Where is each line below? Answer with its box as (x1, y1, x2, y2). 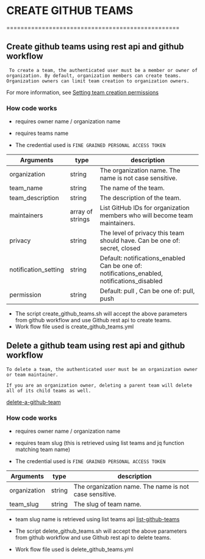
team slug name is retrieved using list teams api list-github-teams (15, 516, 180, 523)
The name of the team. (99, 184, 165, 192)
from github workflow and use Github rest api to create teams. (15, 317, 172, 324)
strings (70, 215, 90, 223)
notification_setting (9, 265, 65, 274)
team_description (9, 193, 59, 202)
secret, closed (99, 244, 141, 253)
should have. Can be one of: (99, 236, 181, 245)
